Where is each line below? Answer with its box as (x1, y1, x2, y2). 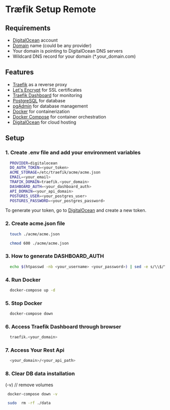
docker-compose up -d (10, 287, 56, 292)
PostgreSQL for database (12, 97, 66, 103)
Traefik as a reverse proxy (12, 81, 67, 87)
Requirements (5, 24, 51, 32)
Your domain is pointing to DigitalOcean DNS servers (12, 48, 123, 54)
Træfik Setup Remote (5, 4, 96, 15)
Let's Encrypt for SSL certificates (12, 87, 82, 93)
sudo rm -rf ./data (7, 400, 51, 406)
